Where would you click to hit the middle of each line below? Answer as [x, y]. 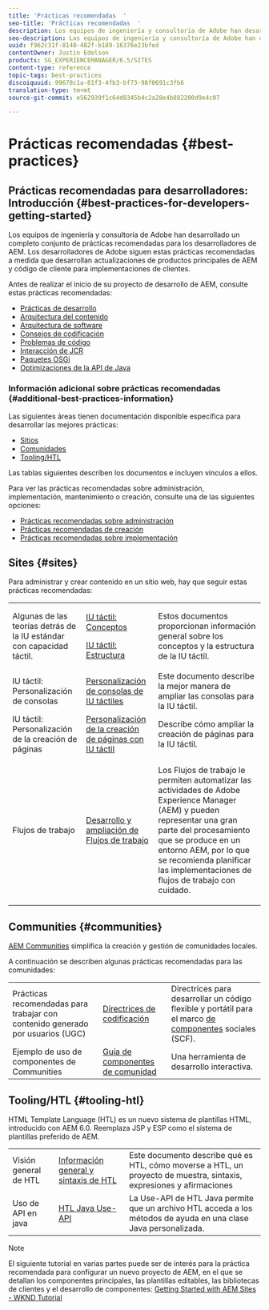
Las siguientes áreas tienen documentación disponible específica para [125, 416]
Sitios [29, 440]
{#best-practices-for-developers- [163, 203]
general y [76, 1170]
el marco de [193, 1019]
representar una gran [198, 820]
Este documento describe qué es [191, 1155]
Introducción [41, 203]
